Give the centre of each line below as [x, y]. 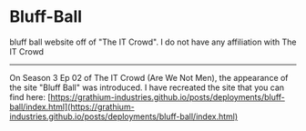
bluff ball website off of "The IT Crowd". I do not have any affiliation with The [153, 42]
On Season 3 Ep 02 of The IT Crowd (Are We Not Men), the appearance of [149, 77]
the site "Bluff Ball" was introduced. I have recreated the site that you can [147, 87]
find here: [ [31, 96]
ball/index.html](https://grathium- [72, 106]
